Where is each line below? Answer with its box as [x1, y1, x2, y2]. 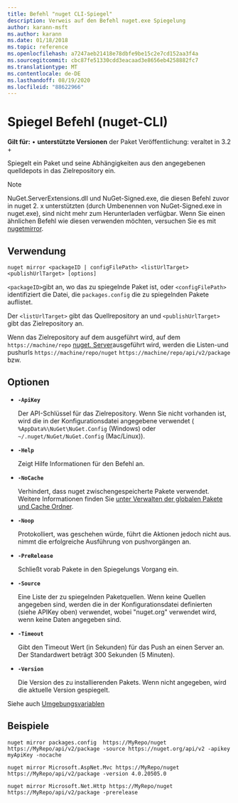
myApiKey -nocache [7, 751, 62, 759]
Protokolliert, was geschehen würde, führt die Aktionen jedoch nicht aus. [17, 529, 232, 538]
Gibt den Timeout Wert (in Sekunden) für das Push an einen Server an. [17, 643, 225, 651]
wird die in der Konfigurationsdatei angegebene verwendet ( [17, 416, 195, 425]
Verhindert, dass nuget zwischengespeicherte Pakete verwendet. [17, 487, 210, 495]
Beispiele [7, 720, 50, 732]
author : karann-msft [7, 24, 69, 31]
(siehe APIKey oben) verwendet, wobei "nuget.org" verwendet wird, [17, 607, 217, 616]
